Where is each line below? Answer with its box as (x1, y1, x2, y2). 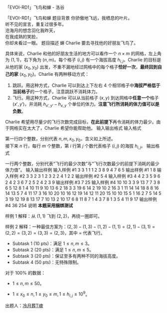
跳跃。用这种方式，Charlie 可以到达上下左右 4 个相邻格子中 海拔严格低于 (12, 82, 161, 88)
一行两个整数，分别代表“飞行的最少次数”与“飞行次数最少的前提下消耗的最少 (5, 160, 160, 166)
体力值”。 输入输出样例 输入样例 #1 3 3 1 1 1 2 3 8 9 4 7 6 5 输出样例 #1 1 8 (5, 167, 156, 173)
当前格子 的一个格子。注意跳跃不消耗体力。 (12, 89, 100, 95)
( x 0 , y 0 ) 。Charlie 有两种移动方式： (19, 71, 90, 78)
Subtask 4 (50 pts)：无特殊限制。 (12, 259, 81, 265)
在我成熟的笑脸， (5, 34, 40, 39)
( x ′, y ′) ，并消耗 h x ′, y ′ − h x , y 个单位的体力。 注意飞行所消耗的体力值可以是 (12, 101, 160, 108)
